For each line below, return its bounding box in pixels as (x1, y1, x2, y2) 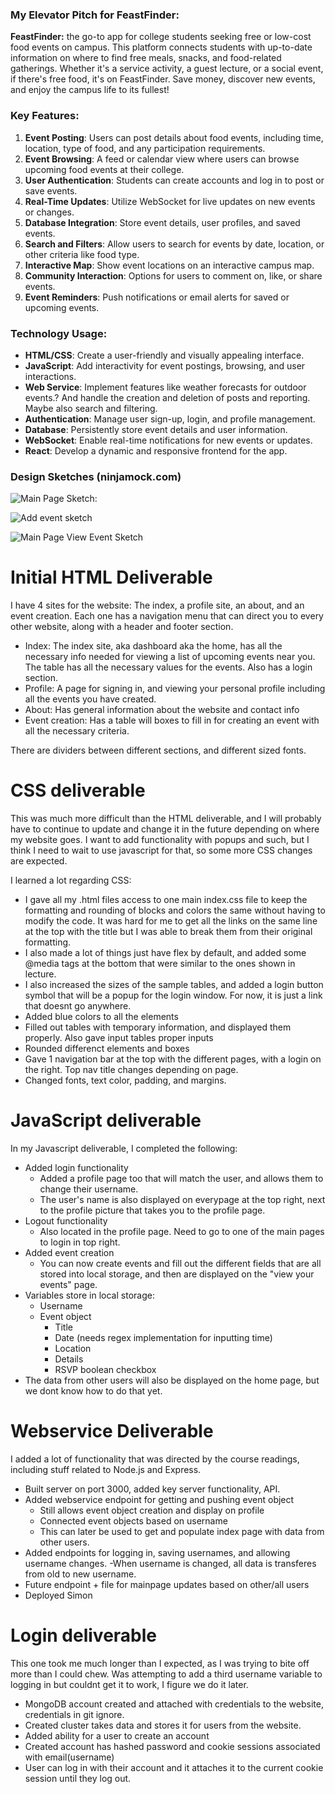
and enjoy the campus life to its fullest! (10, 84, 170, 96)
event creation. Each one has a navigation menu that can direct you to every (10, 610, 324, 622)
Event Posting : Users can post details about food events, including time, (24, 131, 324, 143)
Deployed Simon (24, 1589, 93, 1601)
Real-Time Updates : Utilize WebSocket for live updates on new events (24, 195, 316, 207)
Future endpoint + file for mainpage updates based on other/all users (24, 1578, 310, 1590)
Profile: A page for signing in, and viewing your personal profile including (24, 683, 326, 695)
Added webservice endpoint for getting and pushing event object (24, 1493, 295, 1505)
